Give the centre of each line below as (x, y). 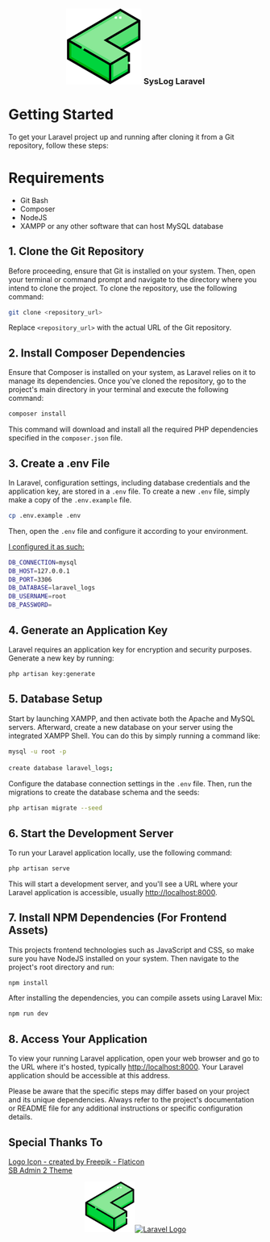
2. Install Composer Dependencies (97, 353)
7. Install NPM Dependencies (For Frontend (118, 918)
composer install (37, 414)
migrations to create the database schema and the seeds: (104, 792)
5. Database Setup (56, 699)
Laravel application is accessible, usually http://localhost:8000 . (113, 892)
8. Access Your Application (78, 1039)
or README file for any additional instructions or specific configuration (126, 1108)
